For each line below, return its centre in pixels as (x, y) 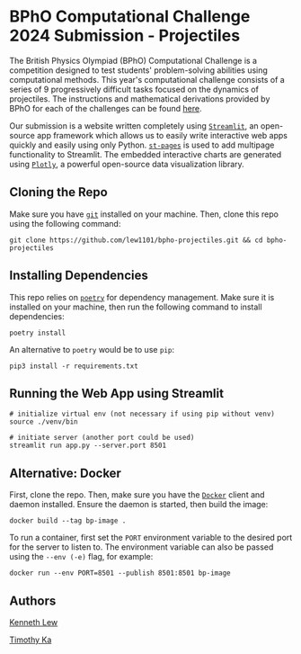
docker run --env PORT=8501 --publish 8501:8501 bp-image (120, 573)
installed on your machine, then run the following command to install (136, 307)
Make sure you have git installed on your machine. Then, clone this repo (144, 214)
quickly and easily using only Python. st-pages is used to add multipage (142, 145)
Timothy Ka (31, 640)
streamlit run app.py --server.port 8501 (88, 446)
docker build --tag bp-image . (68, 521)
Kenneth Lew (34, 622)
